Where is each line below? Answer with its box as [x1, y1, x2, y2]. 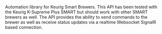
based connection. [5, 24, 43, 30]
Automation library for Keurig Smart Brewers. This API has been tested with [5, 4, 158, 10]
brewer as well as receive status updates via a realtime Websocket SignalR [5, 19, 156, 25]
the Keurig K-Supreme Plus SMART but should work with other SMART [5, 9, 148, 15]
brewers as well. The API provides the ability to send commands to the [5, 14, 148, 20]
